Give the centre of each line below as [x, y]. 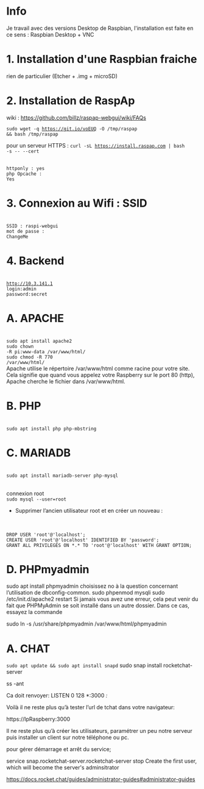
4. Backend [35, 261]
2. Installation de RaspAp [71, 101]
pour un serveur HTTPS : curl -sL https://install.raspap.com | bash [96, 145]
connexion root [25, 493]
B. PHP [24, 406]
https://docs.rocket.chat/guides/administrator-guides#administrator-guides [101, 779]
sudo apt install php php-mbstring [51, 429]
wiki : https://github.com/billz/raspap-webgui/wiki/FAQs [76, 118]
